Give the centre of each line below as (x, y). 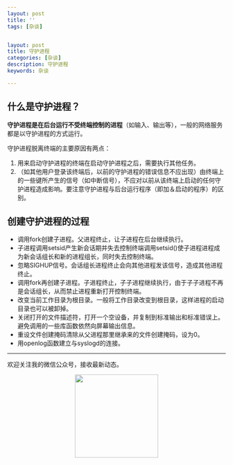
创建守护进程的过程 (48, 221)
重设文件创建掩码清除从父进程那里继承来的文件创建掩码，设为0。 (110, 335)
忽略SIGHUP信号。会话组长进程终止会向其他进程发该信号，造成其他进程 (120, 265)
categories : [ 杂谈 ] (34, 58)
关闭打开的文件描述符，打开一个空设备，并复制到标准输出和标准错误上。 (120, 317)
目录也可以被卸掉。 (45, 308)
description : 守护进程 (38, 64)
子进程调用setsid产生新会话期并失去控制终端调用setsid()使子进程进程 (115, 248)
